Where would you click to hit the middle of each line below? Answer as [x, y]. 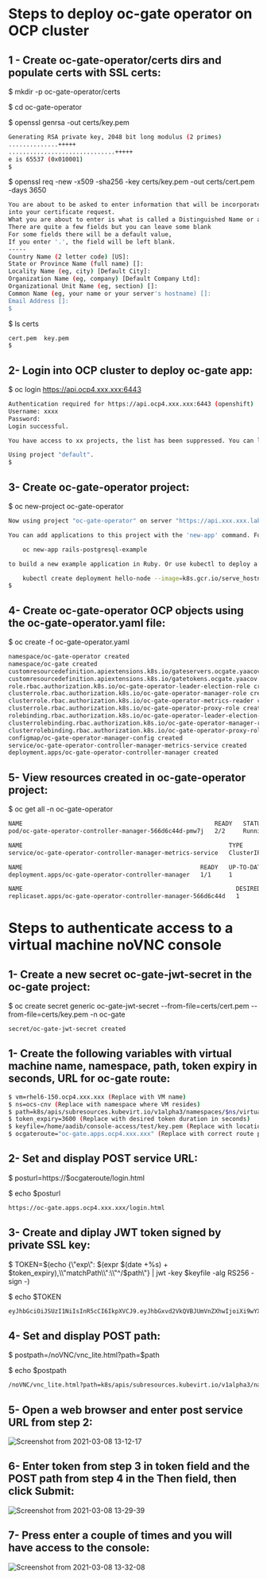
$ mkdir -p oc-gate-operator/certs [64, 91]
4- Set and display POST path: [85, 1336]
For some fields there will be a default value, [90, 234]
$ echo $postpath [38, 1371]
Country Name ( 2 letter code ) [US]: [69, 257]
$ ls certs [24, 324]
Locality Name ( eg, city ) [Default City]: [79, 271]
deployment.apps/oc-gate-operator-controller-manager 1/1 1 [120, 875]
